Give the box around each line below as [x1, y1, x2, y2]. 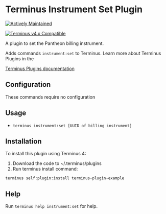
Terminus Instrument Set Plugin [5, 4, 143, 15]
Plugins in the [5, 55, 34, 62]
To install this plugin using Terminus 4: [5, 151, 86, 157]
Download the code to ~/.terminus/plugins [12, 160, 102, 167]
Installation [5, 137, 42, 146]
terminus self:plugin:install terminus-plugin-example [5, 176, 125, 181]
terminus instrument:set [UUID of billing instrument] [12, 123, 132, 128]
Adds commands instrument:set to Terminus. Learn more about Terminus [5, 50, 161, 56]
